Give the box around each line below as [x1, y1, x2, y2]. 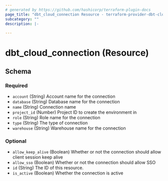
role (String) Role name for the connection [12, 115, 100, 120]
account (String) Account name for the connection [12, 93, 115, 99]
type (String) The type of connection [12, 120, 88, 126]
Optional [5, 138, 26, 145]
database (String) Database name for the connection [12, 99, 120, 105]
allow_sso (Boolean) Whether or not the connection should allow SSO [12, 160, 156, 166]
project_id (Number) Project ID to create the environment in [12, 109, 137, 115]
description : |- [5, 21, 39, 26]
